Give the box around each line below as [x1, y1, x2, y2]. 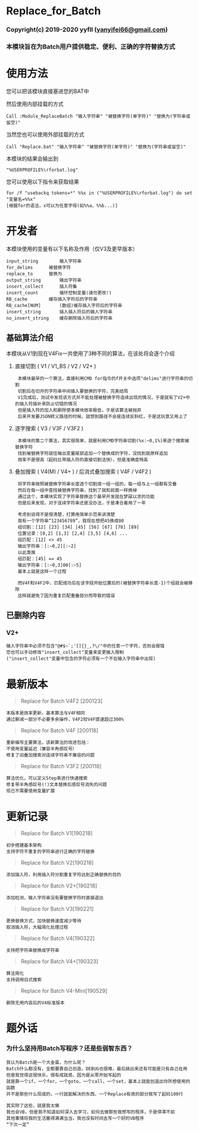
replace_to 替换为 [6, 271, 62, 277]
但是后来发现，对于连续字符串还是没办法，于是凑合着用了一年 [17, 499, 146, 506]
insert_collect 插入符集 [6, 283, 77, 290]
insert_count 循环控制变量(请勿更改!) [6, 290, 112, 296]
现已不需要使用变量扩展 [6, 788, 55, 794]
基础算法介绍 [6, 333, 53, 343]
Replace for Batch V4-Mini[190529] [20, 988, 108, 995]
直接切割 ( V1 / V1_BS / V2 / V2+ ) [14, 362, 96, 370]
